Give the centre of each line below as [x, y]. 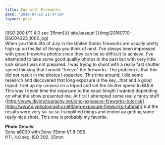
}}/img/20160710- [114, 33]
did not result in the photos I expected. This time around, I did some [74, 75]
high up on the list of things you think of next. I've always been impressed [81, 49]
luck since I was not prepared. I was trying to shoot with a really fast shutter [82, 64]
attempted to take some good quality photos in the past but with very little [81, 59]
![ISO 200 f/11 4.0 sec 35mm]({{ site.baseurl [50, 33]
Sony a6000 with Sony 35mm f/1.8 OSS [45, 132]
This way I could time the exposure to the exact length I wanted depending [81, 91]
